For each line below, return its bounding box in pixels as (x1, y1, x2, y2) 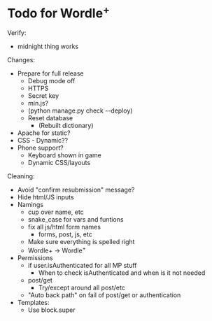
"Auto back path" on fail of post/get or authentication (27, 290, 181, 299)
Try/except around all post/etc (38, 283, 126, 292)
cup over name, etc (27, 208, 84, 216)
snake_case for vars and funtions (27, 215, 124, 224)
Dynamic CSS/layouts (27, 159, 91, 167)
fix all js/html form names (27, 223, 101, 231)
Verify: (7, 29, 27, 37)
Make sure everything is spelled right (27, 238, 135, 246)
